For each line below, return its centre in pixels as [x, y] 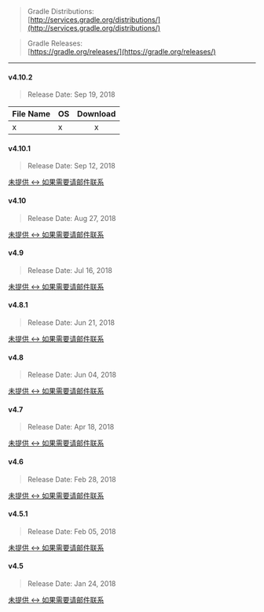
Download [97, 114]
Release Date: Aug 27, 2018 [71, 218]
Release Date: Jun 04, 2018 [71, 375]
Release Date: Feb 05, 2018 [71, 531]
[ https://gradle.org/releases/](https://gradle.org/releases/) [121, 52]
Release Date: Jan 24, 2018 [71, 584]
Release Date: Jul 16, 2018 [70, 270]
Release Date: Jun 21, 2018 [71, 323]
